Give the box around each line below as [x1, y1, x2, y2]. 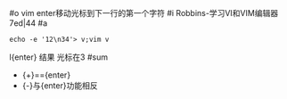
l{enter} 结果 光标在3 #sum [9, 52, 109, 62]
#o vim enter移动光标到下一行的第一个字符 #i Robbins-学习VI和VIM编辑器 [9, 8, 279, 18]
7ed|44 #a [9, 18, 48, 29]
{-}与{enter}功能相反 [21, 80, 98, 91]
